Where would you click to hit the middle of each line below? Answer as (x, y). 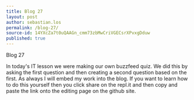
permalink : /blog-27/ (32, 28)
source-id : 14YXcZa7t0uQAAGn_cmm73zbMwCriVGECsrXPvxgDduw (78, 33)
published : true (26, 38)
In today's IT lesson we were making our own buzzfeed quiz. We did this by (97, 66)
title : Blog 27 (25, 11)
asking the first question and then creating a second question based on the (96, 72)
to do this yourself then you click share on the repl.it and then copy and (92, 85)
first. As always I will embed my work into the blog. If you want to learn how (97, 78)
